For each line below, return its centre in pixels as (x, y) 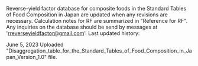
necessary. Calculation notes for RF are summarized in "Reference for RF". (97, 21)
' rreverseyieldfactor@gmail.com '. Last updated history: (73, 33)
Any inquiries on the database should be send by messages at (82, 27)
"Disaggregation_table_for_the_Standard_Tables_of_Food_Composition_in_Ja (99, 51)
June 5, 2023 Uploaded (35, 44)
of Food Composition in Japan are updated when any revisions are (87, 15)
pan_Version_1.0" (27, 57)
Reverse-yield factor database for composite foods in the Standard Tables (96, 8)
